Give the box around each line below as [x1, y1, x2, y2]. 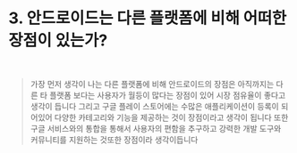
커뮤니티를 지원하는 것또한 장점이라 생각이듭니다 [30, 134, 199, 145]
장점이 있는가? [8, 30, 108, 51]
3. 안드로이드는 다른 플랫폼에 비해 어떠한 [8, 8, 287, 28]
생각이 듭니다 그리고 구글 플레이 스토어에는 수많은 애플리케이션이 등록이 [30, 101, 279, 111]
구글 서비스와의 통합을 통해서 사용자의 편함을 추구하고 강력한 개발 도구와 [30, 123, 282, 133]
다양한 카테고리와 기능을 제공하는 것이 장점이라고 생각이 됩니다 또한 [54, 112, 289, 123]
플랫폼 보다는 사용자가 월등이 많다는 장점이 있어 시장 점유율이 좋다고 [49, 90, 286, 101]
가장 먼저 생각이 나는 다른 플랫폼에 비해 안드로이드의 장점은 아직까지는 [30, 78, 275, 89]
